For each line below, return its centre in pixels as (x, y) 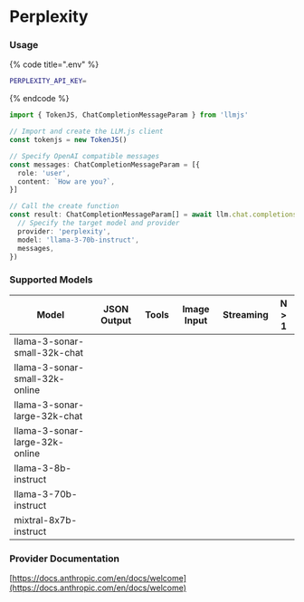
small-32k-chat (49, 352)
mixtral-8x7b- (46, 520)
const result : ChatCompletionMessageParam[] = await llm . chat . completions (153, 215)
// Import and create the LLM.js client (87, 132)
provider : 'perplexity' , (64, 231)
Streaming (246, 314)
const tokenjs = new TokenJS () (68, 140)
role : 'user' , (44, 173)
